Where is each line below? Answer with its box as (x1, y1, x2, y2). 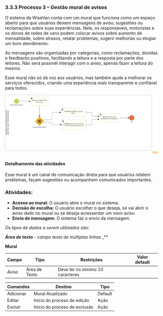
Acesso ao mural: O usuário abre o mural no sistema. (12, 200, 119, 205)
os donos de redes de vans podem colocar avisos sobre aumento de (5, 31, 142, 36)
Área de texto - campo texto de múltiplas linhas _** (5, 234, 108, 240)
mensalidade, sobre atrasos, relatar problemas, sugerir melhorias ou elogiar (5, 35, 157, 41)
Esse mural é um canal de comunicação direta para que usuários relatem (5, 172, 151, 177)
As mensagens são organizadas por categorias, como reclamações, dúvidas (5, 50, 158, 56)
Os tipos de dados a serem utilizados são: (5, 224, 90, 230)
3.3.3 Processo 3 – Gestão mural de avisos (5, 4, 107, 11)
